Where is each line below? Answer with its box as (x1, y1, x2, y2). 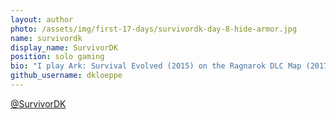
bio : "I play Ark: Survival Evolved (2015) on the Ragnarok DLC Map (10, 61, 302, 71)
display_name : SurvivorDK (10, 42, 118, 53)
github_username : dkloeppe (10, 71, 123, 81)
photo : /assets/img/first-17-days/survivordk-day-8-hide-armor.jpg (10, 24, 298, 34)
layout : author (10, 14, 74, 25)
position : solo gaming (10, 52, 105, 62)
